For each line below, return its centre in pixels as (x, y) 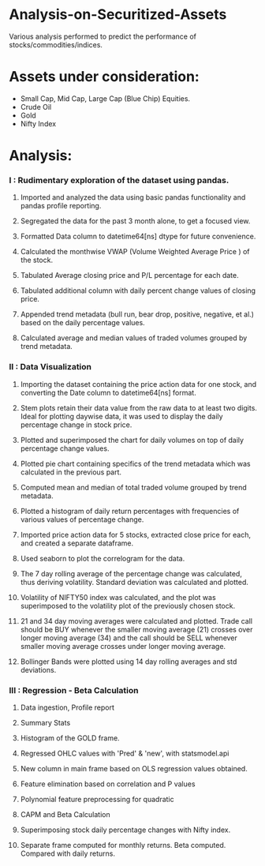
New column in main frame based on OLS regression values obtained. (134, 768)
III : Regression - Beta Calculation (74, 690)
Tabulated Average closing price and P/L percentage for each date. (129, 276)
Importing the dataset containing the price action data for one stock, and (138, 384)
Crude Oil (36, 107)
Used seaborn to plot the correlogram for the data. (103, 558)
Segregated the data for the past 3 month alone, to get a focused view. (135, 221)
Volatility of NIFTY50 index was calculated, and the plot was (118, 597)
